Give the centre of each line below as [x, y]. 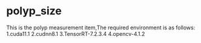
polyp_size [34, 11]
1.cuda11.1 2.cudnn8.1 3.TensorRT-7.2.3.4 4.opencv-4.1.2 [76, 33]
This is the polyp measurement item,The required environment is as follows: [101, 27]
